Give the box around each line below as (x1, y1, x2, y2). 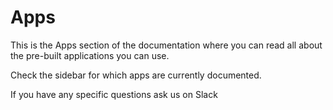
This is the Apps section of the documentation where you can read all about (10, 39, 323, 51)
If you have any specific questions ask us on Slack (10, 88, 218, 100)
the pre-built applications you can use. (10, 49, 170, 61)
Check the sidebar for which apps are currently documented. (10, 69, 262, 81)
